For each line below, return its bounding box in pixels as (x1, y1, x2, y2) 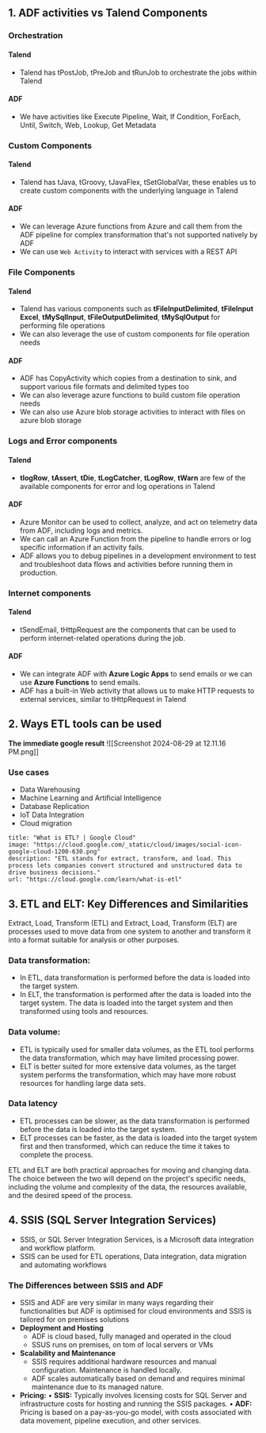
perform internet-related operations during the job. (19, 633, 186, 642)
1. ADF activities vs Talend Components (8, 6, 208, 20)
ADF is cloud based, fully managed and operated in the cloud (31, 1331, 232, 1341)
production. (19, 568, 58, 577)
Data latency (8, 1098, 58, 1109)
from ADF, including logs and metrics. (19, 526, 143, 535)
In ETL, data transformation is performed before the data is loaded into (19, 973, 251, 983)
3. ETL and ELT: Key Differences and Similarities (8, 897, 249, 911)
